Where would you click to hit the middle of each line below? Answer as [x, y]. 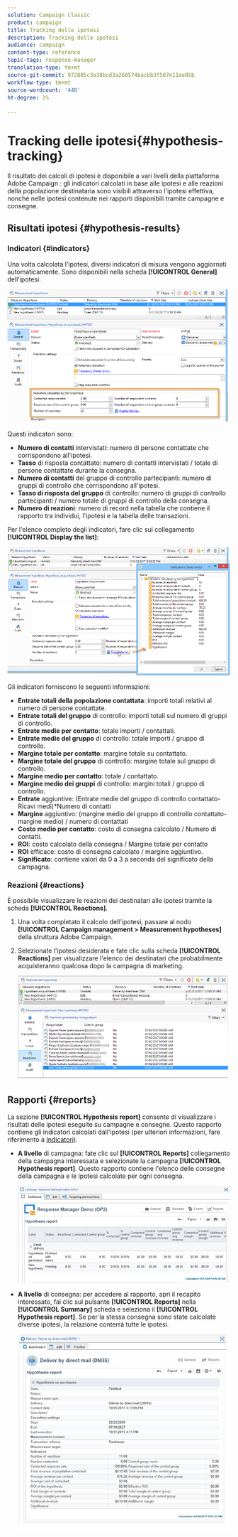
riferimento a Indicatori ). [42, 1140]
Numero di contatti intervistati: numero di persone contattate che [113, 447]
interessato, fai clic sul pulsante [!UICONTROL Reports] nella [107, 1302]
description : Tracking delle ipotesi [63, 38]
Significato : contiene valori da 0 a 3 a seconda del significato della [115, 859]
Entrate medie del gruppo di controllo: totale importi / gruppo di [111, 739]
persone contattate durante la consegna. [77, 470]
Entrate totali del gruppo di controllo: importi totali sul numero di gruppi [122, 716]
